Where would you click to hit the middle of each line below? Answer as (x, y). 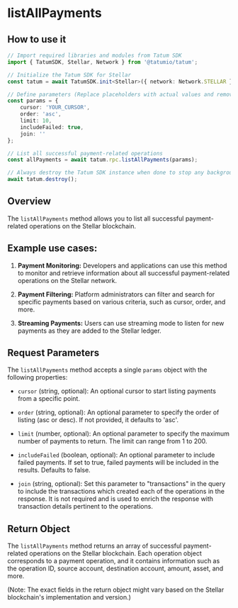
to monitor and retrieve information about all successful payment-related (124, 273)
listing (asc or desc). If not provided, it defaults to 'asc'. (98, 420)
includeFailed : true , (52, 127)
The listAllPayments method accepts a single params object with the (107, 370)
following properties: (38, 377)
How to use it (37, 39)
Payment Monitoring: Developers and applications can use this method (122, 265)
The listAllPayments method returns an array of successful (95, 546)
